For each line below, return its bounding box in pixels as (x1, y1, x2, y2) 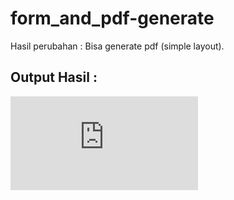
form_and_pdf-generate (10, 7, 215, 30)
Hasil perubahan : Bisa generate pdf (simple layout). (10, 40, 225, 52)
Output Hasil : (10, 69, 98, 86)
